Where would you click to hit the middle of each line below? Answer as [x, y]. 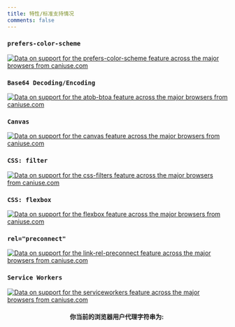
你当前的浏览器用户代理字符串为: [117, 317]
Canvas [19, 122]
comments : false [31, 20]
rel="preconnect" [37, 239]
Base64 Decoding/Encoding [51, 82]
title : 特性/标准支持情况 [41, 14]
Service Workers [35, 278]
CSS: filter [28, 161]
